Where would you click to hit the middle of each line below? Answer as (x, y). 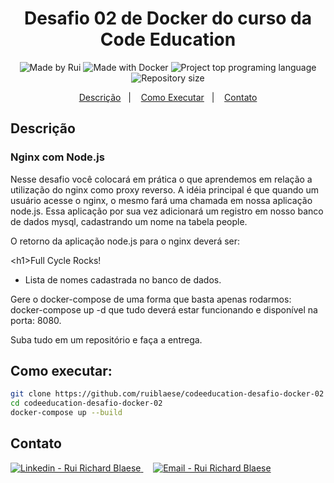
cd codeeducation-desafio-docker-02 (86, 403)
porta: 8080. (36, 320)
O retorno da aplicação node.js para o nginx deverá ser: (125, 241)
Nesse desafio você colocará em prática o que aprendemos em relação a (161, 179)
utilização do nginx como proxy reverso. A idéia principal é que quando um (165, 189)
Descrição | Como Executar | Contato (168, 97)
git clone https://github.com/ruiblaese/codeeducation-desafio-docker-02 (167, 394)
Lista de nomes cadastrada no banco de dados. (123, 279)
